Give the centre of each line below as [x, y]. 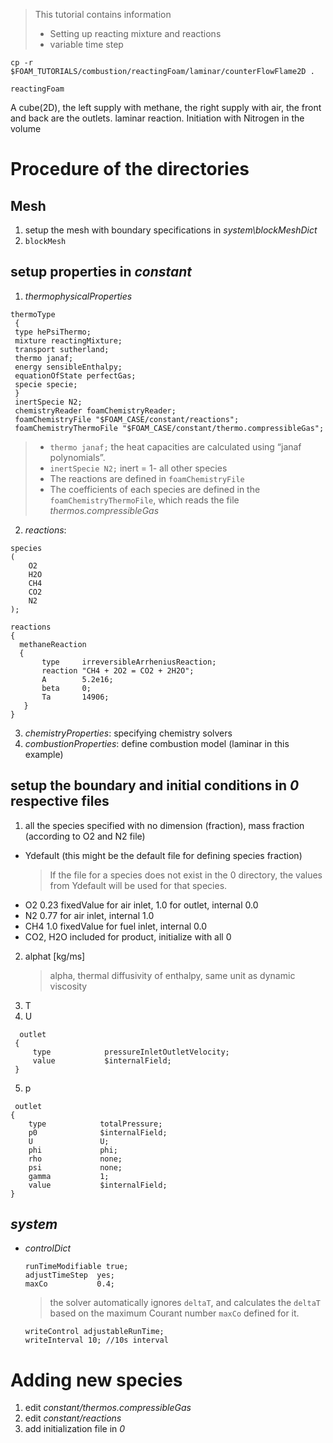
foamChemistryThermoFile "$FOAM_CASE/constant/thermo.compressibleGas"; [169, 428]
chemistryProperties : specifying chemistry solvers [128, 733]
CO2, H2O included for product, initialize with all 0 [128, 936]
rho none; [75, 1159]
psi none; [75, 1167]
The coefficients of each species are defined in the [155, 489]
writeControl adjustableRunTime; [94, 1332]
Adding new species [96, 1380]
